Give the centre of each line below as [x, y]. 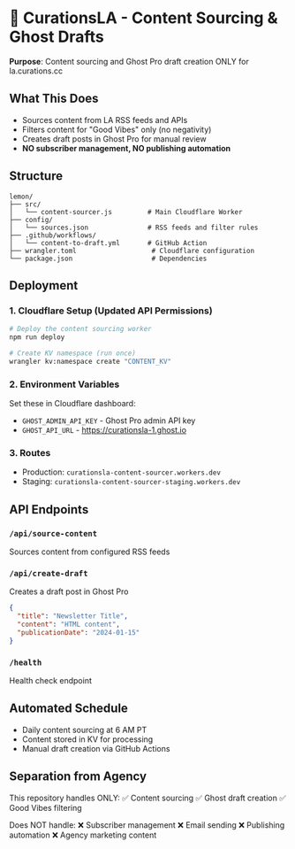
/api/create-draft [49, 573]
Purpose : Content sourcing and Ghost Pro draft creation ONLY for [129, 61]
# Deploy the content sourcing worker [80, 329]
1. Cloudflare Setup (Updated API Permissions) [111, 311]
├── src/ [25, 204]
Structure [36, 176]
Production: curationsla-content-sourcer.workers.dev [121, 472]
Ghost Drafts [57, 37]
